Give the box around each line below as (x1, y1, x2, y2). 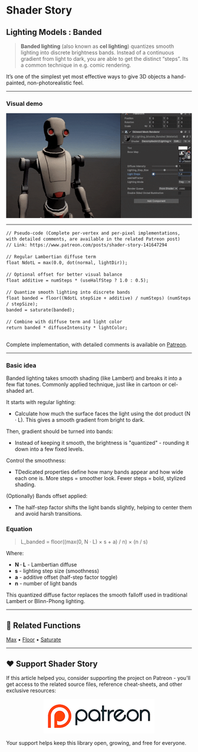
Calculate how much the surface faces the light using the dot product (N (14, 410, 190, 417)
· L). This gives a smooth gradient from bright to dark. (14, 416, 145, 424)
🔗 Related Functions (6, 620, 81, 630)
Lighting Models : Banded (6, 27, 102, 37)
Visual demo (6, 99, 43, 108)
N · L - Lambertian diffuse (14, 561, 77, 568)
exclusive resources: (6, 687, 57, 694)
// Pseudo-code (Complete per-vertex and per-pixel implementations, (6, 230, 181, 236)
